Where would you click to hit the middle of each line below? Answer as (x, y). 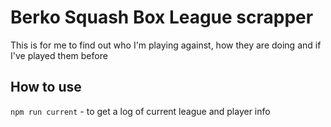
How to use (46, 87)
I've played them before (59, 55)
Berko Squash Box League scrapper (162, 17)
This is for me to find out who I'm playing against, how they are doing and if (166, 45)
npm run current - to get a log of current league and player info (140, 111)
